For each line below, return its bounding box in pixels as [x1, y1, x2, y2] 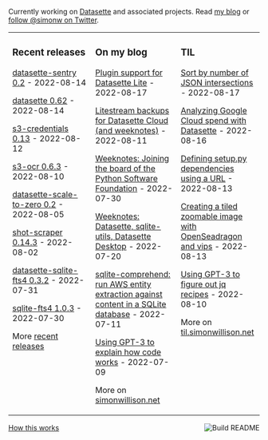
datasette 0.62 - [12, 95, 75, 106]
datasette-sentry [12, 67, 77, 78]
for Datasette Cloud [95, 115, 169, 126]
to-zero [12, 199, 42, 210]
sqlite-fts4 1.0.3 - [12, 303, 82, 314]
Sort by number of [180, 67, 249, 78]
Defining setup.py [180, 153, 247, 164]
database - [95, 308, 138, 319]
